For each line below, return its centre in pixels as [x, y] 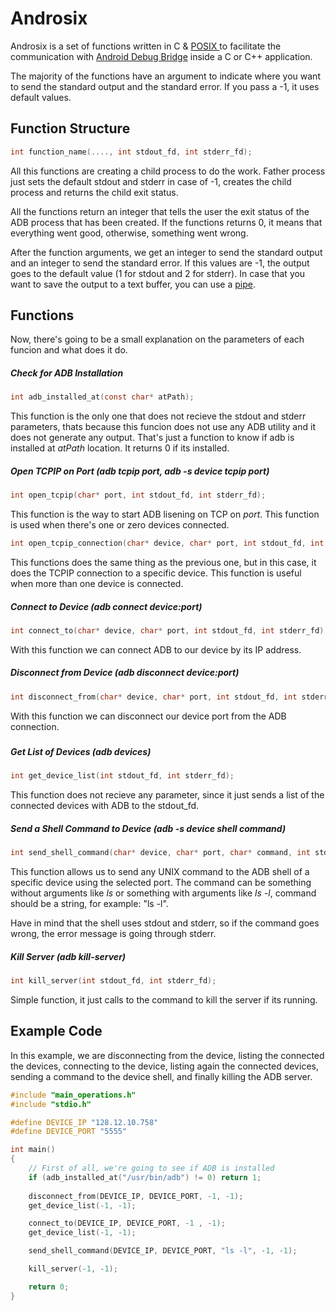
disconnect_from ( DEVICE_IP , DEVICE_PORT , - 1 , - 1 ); [136, 1196]
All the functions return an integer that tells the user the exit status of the [160, 211]
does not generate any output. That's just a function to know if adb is [152, 438]
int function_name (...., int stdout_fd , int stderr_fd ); [131, 152]
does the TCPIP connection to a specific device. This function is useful [156, 573]
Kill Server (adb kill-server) [68, 956]
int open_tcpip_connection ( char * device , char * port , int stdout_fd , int [167, 543]
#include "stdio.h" [51, 1104]
